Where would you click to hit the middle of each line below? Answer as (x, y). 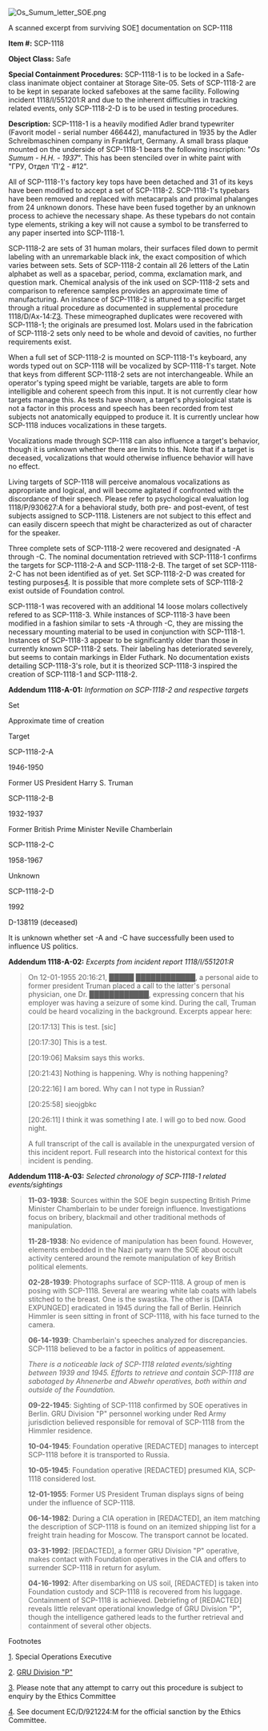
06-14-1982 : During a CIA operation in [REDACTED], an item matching (144, 1518)
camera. (42, 1325)
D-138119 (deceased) (43, 922)
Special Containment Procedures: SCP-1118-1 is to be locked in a (116, 74)
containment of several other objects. (90, 1625)
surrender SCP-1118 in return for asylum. (94, 1567)
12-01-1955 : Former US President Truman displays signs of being (136, 1494)
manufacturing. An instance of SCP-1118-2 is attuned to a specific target (127, 299)
